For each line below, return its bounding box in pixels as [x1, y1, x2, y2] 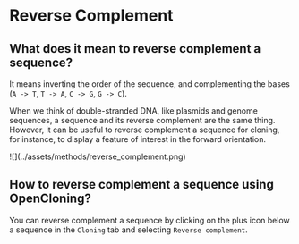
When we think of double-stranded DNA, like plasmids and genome [9, 105, 258, 116]
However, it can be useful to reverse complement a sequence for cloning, [9, 124, 280, 135]
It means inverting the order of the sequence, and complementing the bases [9, 79, 291, 89]
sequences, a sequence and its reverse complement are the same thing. [9, 115, 276, 125]
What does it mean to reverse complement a [9, 41, 261, 56]
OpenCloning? [9, 191, 91, 206]
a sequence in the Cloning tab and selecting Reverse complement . [9, 224, 248, 235]
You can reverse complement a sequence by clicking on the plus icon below [9, 215, 291, 225]
